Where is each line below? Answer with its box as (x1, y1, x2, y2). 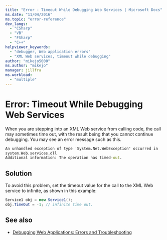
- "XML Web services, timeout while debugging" (10, 53, 111, 59)
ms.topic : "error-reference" (5, 16, 66, 21)
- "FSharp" (10, 35, 33, 40)
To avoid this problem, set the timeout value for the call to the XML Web (5, 182, 153, 188)
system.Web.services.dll (5, 150, 57, 155)
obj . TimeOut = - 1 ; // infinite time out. (5, 202, 93, 207)
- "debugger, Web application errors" (10, 49, 91, 54)
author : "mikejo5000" (5, 58, 51, 63)
